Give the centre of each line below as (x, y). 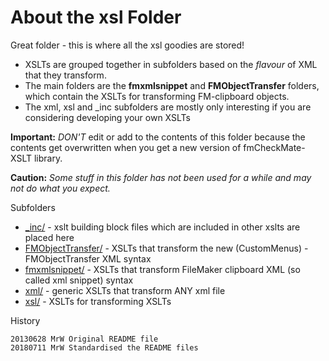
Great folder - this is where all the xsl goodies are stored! (127, 45)
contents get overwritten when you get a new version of (126, 147)
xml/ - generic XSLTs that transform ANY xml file (125, 290)
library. (48, 158)
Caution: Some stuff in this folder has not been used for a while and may (161, 177)
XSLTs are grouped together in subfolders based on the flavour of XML (171, 64)
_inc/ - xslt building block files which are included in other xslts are (162, 227)
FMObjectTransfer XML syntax (88, 258)
